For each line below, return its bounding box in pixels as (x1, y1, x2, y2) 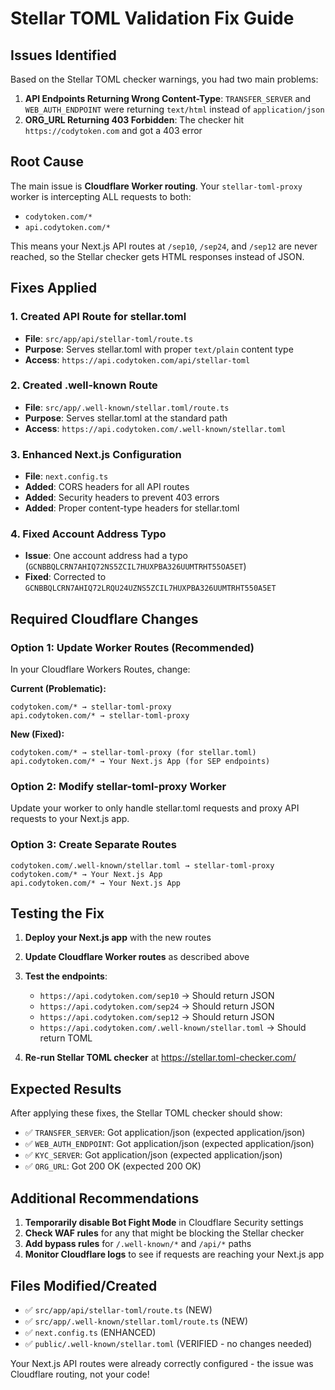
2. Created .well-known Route (10, 378, 158, 392)
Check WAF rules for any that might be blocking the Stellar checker (24, 1227, 305, 1239)
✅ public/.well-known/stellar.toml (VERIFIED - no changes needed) (24, 1337, 313, 1349)
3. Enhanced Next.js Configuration (10, 447, 182, 461)
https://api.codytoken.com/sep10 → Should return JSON (39, 990, 275, 1002)
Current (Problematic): (10, 683, 107, 695)
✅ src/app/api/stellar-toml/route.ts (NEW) (24, 1303, 213, 1316)
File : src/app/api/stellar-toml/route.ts (24, 332, 194, 344)
